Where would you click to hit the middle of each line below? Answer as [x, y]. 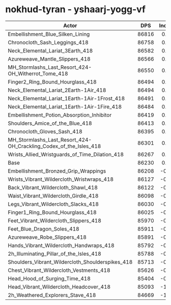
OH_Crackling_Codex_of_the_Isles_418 [54, 146]
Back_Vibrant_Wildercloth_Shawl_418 [53, 187]
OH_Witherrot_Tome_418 [38, 73]
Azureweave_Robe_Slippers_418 [47, 237]
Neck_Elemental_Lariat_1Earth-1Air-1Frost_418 [66, 98]
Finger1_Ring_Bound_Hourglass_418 [52, 212]
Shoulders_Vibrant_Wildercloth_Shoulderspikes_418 [70, 262]
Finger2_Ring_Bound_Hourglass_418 [52, 81]
